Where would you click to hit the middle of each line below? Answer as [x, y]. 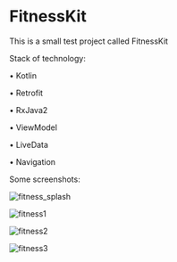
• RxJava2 [29, 110]
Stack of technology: [48, 58]
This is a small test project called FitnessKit [88, 41]
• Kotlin [23, 75]
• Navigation [33, 161]
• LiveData [29, 144]
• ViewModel [34, 127]
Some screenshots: [45, 179]
